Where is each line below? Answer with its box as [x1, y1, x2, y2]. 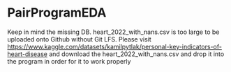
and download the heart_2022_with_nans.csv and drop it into [48, 50, 225, 58]
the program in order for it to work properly [7, 57, 131, 65]
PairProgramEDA [7, 5, 107, 21]
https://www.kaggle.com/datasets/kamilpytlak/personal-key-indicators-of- [7, 42, 222, 51]
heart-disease [7, 50, 47, 58]
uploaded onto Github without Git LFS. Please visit [7, 35, 151, 43]
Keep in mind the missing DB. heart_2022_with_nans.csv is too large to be [7, 28, 220, 36]
